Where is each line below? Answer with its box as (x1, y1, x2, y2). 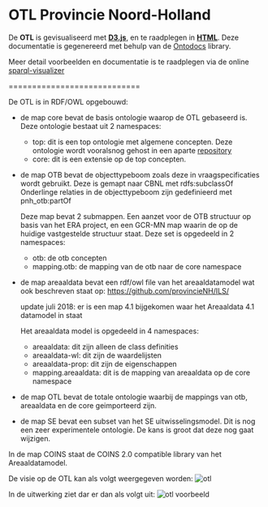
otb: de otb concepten (32, 253, 107, 263)
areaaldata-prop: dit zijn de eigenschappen (32, 359, 177, 368)
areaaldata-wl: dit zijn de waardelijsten (32, 350, 162, 360)
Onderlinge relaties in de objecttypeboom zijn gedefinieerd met (19, 187, 233, 196)
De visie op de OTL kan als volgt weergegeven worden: (8, 473, 193, 483)
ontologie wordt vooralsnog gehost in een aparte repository (32, 145, 232, 155)
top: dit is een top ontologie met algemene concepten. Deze (32, 136, 233, 147)
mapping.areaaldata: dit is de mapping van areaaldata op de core (32, 367, 250, 377)
